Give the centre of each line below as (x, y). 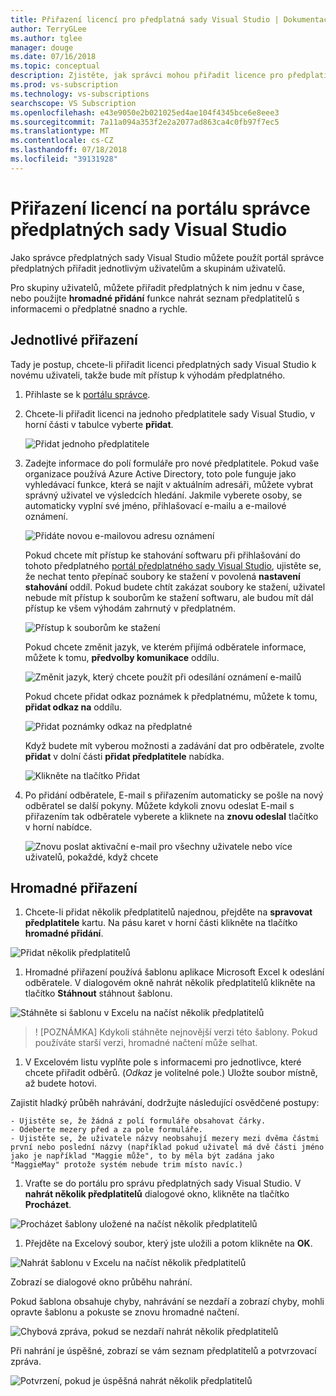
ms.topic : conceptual (55, 66)
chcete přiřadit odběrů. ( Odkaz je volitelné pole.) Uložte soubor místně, (171, 1073)
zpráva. (26, 1362)
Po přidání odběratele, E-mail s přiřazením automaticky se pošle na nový (174, 795)
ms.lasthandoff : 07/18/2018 (69, 150)
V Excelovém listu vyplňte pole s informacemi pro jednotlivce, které (163, 1062)
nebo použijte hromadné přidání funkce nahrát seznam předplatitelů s (155, 298)
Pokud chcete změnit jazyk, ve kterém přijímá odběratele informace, (165, 647)
